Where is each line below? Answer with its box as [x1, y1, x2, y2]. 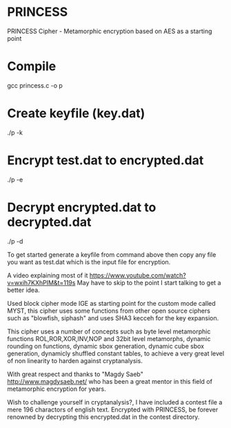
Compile [7, 59, 57, 75]
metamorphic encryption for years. [7, 385, 107, 393]
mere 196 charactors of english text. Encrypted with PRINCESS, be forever [7, 405, 219, 414]
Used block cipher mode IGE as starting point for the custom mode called [7, 299, 216, 307]
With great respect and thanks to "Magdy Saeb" [7, 370, 143, 378]
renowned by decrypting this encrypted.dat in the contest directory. [7, 412, 200, 421]
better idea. [7, 286, 40, 294]
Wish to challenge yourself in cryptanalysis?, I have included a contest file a [7, 398, 223, 406]
